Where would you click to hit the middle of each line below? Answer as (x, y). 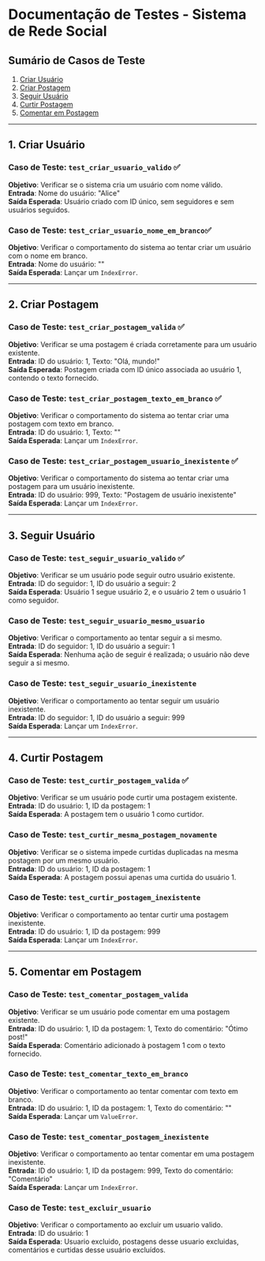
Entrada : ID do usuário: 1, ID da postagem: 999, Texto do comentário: (121, 1171)
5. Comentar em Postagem (75, 972)
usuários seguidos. (39, 210)
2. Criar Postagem (54, 305)
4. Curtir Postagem (56, 757)
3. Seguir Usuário (52, 535)
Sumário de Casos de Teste (77, 60)
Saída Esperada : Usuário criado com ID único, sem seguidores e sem (121, 201)
